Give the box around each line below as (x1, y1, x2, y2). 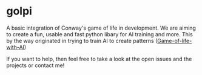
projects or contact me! (6, 62, 65, 69)
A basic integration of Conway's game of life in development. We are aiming (6, 24, 196, 31)
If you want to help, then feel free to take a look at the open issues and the (6, 55, 192, 62)
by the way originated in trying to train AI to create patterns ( (6, 37, 158, 44)
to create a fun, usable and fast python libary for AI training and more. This (6, 30, 193, 37)
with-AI (6, 44, 25, 51)
